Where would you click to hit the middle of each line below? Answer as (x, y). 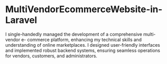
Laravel (21, 20)
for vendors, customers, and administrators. (51, 56)
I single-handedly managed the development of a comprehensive (74, 34)
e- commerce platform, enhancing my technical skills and (81, 40)
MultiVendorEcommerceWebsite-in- (84, 9)
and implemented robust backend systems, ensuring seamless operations (83, 50)
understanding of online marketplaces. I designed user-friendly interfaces (83, 45)
